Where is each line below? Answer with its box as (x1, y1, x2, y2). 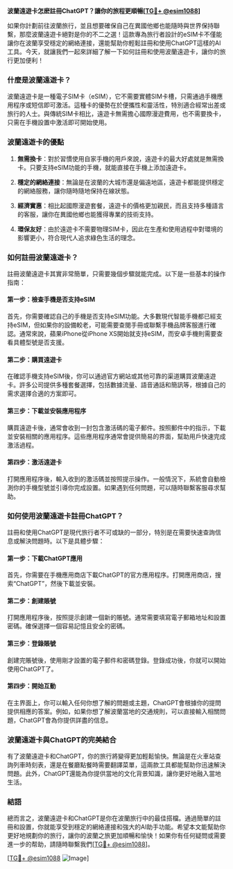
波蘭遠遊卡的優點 (7, 137, 64, 147)
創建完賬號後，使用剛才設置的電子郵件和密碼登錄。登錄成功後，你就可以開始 (7, 656, 226, 664)
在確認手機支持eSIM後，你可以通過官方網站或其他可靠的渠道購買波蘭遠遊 (7, 372, 216, 380)
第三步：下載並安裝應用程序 (7, 406, 87, 415)
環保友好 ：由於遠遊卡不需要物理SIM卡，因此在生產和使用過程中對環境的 (17, 225, 223, 233)
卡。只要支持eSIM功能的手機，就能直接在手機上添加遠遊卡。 (17, 163, 191, 171)
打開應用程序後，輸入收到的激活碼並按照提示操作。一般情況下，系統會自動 (7, 475, 220, 483)
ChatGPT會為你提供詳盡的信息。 (19, 716, 112, 724)
